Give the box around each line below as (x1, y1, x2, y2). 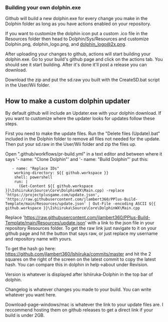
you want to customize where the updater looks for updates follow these (5, 115, 155, 122)
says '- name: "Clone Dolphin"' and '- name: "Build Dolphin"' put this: (5, 156, 149, 163)
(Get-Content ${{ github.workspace (18, 184, 93, 189)
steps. (5, 121, 18, 127)
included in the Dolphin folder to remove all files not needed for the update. (5, 136, 160, 142)
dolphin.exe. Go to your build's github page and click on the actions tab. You (5, 56, 163, 62)
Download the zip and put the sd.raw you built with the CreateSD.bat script (5, 77, 160, 83)
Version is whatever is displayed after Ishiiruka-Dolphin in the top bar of (5, 271, 153, 278)
